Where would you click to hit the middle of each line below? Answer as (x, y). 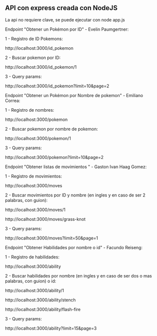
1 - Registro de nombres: (30, 110)
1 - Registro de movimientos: (34, 176)
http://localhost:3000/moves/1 (35, 210)
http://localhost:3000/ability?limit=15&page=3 (51, 328)
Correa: (13, 100)
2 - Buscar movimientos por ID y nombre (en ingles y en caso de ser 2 (75, 195)
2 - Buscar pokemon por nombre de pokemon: (52, 129)
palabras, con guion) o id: (31, 281)
